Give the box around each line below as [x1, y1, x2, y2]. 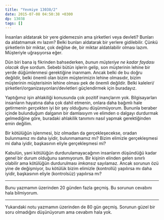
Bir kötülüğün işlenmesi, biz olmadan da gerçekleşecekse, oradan [5, 130, 137, 136]
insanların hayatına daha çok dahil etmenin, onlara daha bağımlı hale [5, 100, 143, 106]
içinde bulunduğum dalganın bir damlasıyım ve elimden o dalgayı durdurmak [5, 110, 159, 116]
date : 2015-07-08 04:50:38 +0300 [5, 12, 73, 17]
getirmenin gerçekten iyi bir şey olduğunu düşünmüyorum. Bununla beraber [5, 105, 157, 111]
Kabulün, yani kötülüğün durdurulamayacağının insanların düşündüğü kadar [5, 150, 157, 156]
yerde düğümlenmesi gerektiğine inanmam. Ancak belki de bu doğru [5, 69, 143, 76]
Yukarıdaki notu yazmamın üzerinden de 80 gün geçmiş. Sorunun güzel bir [5, 204, 155, 210]
